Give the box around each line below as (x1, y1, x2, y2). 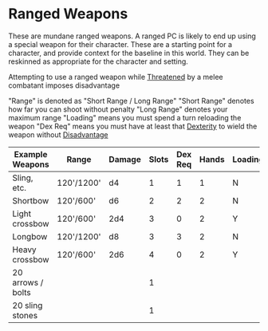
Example (14, 148, 48, 160)
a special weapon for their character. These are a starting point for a (8, 39, 233, 49)
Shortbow (12, 195, 49, 206)
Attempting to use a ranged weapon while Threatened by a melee (8, 72, 223, 81)
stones (12, 309, 38, 321)
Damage (108, 153, 141, 164)
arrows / (12, 277, 44, 288)
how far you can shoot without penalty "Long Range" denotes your (8, 104, 228, 114)
